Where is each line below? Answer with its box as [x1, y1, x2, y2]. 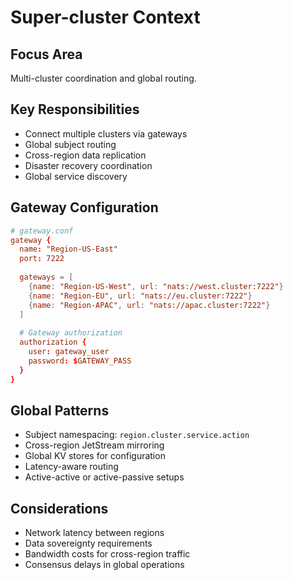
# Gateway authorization [19, 328, 123, 338]
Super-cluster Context [10, 6, 201, 29]
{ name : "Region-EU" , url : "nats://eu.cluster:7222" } [28, 291, 253, 301]
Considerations [10, 500, 109, 517]
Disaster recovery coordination [24, 159, 153, 171]
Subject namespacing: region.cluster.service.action [24, 429, 250, 441]
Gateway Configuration [10, 199, 159, 216]
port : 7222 [19, 254, 65, 264]
